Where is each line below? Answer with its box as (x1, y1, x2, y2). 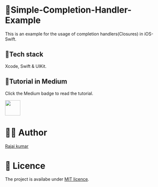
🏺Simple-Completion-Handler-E (5, 4, 132, 16)
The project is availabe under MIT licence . (5, 176, 89, 182)
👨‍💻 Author (5, 127, 48, 138)
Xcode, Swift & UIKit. (5, 63, 47, 69)
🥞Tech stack (5, 50, 44, 59)
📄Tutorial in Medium (5, 78, 67, 86)
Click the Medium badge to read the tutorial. (5, 90, 93, 96)
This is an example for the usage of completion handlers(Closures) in (5, 31, 143, 37)
